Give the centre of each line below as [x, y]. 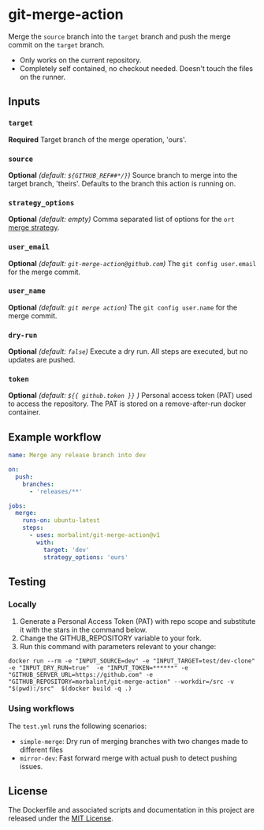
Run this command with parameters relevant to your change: [118, 647]
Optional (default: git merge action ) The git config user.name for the [123, 307]
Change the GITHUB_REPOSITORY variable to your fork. [111, 638]
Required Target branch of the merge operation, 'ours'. [97, 139]
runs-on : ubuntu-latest [61, 520]
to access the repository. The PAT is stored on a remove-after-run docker [127, 404]
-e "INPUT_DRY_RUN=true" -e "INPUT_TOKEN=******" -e [99, 668]
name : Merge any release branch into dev [77, 456]
